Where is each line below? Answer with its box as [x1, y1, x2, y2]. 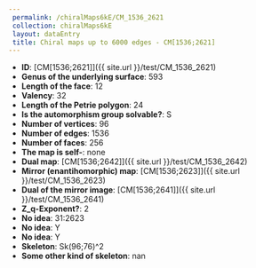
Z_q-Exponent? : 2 [20, 203, 90, 214]
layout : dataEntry [12, 29, 81, 38]
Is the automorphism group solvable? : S [20, 109, 172, 120]
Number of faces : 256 [20, 138, 104, 148]
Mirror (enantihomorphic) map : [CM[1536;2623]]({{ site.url [20, 166, 241, 177]
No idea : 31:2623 [20, 213, 85, 224]
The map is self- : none [20, 147, 106, 158]
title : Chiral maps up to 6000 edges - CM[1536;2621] [12, 37, 216, 47]
